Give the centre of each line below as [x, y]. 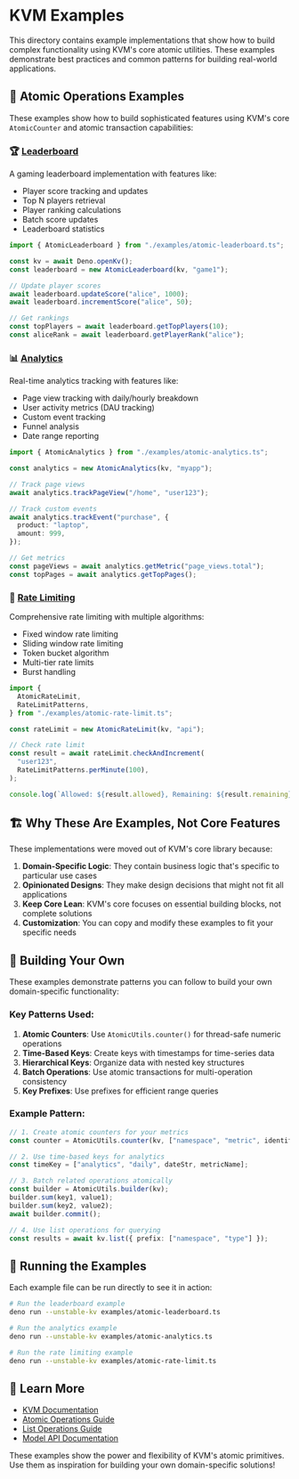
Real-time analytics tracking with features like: [94, 381]
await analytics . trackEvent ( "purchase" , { [89, 517]
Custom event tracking [64, 417]
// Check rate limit [48, 745]
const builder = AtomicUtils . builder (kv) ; [89, 1190]
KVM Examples [67, 16]
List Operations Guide [62, 1429]
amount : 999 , [41, 534]
